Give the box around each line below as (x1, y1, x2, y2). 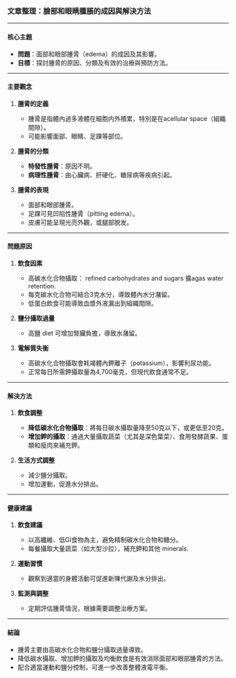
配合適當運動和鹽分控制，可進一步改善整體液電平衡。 (17, 663, 172, 671)
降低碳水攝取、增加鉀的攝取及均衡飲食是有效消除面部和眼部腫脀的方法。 (17, 654, 227, 663)
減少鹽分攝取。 (27, 471, 72, 480)
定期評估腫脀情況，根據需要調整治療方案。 (27, 604, 152, 613)
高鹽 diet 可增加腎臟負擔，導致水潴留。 (27, 328, 142, 337)
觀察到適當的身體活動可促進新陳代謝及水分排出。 (27, 575, 170, 583)
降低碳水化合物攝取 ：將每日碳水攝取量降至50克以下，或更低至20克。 (27, 423, 228, 432)
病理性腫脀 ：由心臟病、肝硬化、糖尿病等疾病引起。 (27, 170, 176, 179)
